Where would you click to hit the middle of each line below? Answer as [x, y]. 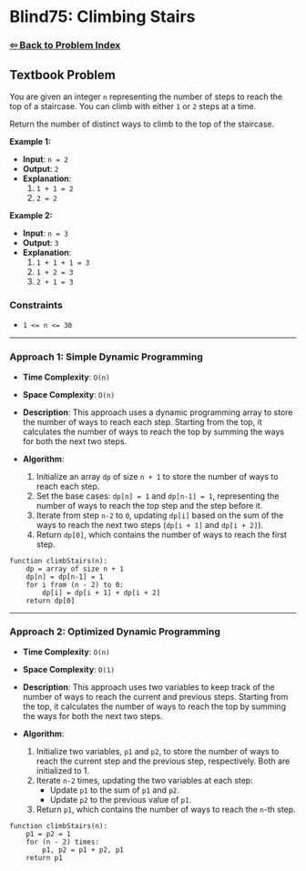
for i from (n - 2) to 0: [75, 584]
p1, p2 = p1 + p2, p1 [83, 850]
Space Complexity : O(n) [69, 394]
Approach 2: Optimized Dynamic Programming [115, 632]
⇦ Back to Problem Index [65, 46]
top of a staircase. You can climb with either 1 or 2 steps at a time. [133, 106]
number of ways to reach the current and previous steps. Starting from [155, 696]
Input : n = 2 [45, 159]
